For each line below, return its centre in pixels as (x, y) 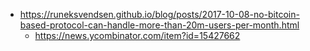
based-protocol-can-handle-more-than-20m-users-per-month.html (159, 25)
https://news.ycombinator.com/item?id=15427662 (137, 35)
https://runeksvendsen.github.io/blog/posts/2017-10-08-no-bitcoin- (159, 14)
